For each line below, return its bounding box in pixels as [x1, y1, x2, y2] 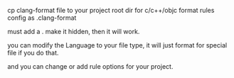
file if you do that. [7, 49, 59, 57]
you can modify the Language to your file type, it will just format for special [7, 41, 228, 49]
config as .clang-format [7, 13, 77, 22]
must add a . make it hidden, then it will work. [7, 28, 140, 35]
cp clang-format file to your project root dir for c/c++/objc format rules [7, 6, 215, 14]
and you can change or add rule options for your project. [7, 62, 174, 70]
